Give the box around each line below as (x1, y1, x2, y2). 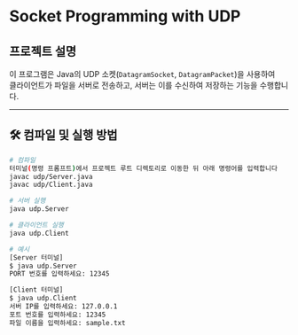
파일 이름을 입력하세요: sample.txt (9, 318, 126, 327)
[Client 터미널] (9, 285, 64, 294)
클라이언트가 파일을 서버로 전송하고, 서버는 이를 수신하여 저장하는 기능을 (9, 80, 258, 90)
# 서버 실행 (9, 197, 46, 206)
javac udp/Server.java (9, 172, 93, 181)
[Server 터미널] (9, 253, 64, 262)
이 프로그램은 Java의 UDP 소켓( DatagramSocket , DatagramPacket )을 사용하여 (9, 69, 276, 79)
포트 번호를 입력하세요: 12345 (9, 310, 106, 319)
